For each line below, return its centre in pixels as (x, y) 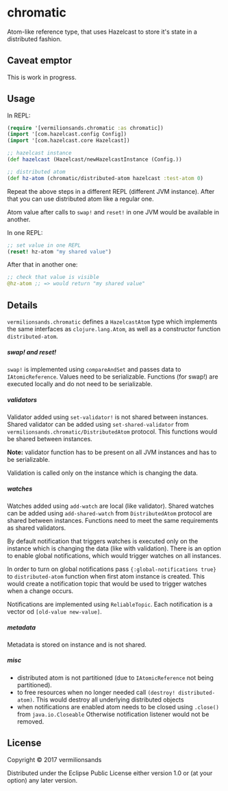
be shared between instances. (50, 438)
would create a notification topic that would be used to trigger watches (107, 583)
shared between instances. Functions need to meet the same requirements (113, 520)
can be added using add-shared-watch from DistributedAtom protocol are (110, 513)
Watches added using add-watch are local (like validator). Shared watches (111, 506)
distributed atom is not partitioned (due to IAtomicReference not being (115, 678)
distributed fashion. (35, 38)
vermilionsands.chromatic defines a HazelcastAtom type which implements (112, 322)
